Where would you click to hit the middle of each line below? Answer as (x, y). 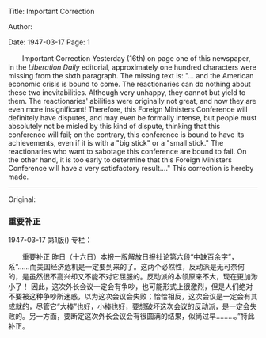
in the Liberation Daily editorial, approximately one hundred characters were (133, 67)
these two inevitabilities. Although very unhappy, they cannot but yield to (127, 93)
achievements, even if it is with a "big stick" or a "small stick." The (116, 143)
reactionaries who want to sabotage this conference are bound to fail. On (127, 151)
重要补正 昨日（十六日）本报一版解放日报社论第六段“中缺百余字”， (130, 257)
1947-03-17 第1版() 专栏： (50, 240)
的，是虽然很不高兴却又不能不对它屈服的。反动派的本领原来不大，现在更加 (129, 277)
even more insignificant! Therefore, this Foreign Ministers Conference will (128, 109)
